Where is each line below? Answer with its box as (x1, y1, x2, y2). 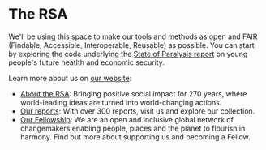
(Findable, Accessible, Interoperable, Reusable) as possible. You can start (8, 40, 255, 49)
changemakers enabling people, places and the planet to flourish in (19, 123, 246, 133)
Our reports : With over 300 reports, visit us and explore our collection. (19, 106, 255, 116)
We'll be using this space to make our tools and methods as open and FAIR (8, 32, 258, 41)
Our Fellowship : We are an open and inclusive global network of (19, 114, 234, 124)
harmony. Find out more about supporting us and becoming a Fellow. (19, 131, 251, 142)
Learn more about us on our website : (8, 73, 132, 83)
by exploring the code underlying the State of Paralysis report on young (8, 49, 248, 58)
